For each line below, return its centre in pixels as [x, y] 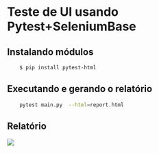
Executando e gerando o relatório [80, 89]
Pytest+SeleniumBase [72, 26]
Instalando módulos [50, 52]
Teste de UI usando [63, 12]
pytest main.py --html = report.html [72, 105]
